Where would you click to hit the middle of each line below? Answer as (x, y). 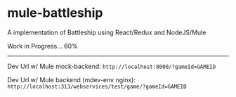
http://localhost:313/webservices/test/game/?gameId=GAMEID (97, 86)
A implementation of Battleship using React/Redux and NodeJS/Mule (107, 32)
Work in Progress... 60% (43, 46)
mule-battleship (55, 13)
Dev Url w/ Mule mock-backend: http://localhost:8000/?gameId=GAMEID (112, 66)
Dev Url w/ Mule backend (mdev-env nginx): (71, 79)
